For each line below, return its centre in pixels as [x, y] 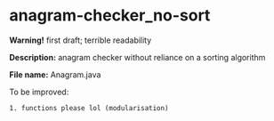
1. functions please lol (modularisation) [89, 108]
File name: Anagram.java [55, 74]
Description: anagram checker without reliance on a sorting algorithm [137, 57]
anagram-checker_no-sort [110, 16]
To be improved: [39, 92]
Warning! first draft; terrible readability [81, 40]
